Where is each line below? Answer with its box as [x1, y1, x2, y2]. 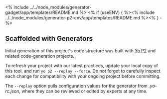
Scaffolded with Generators [5, 34, 93, 43]
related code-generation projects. [5, 53, 75, 59]
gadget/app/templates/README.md [5, 9, 79, 15]
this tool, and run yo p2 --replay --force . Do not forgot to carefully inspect [5, 68, 161, 74]
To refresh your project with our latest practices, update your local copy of [5, 62, 158, 69]
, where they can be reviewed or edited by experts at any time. [19, 88, 148, 94]
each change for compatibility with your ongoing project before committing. [5, 73, 161, 79]
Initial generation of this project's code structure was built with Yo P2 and [5, 47, 156, 54]
